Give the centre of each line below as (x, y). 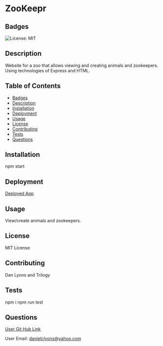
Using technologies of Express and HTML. (48, 70)
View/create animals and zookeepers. (43, 221)
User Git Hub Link (23, 329)
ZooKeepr (26, 9)
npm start (15, 166)
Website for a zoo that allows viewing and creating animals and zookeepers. (82, 65)
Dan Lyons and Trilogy (28, 275)
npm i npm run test (24, 302)
